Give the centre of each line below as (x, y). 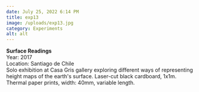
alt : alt (17, 34)
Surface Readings (29, 51)
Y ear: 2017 (19, 57)
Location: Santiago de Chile (40, 64)
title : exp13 (22, 17)
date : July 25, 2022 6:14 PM (43, 12)
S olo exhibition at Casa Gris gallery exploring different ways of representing (100, 70)
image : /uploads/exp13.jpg (40, 23)
